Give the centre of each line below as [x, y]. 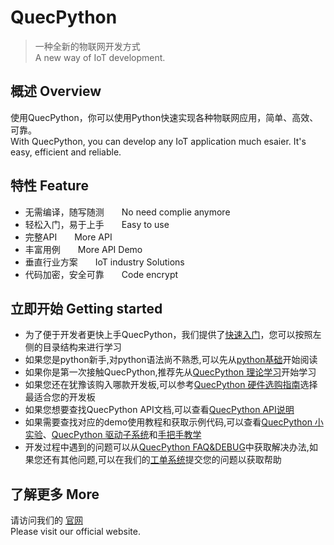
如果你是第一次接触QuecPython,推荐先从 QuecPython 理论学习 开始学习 [170, 372]
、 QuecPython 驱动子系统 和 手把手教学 [122, 435]
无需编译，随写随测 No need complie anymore [127, 212]
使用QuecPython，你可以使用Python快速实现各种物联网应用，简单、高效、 [164, 117]
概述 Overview [56, 91]
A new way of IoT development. [100, 57]
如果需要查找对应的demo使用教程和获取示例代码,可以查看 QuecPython [168, 422]
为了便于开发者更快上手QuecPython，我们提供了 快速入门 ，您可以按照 [168, 335]
